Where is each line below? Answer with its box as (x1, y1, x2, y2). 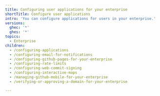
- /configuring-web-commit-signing (9, 66, 82, 71)
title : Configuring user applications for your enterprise (5, 7, 128, 12)
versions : (5, 20, 25, 26)
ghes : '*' (9, 30, 29, 34)
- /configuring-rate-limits (9, 61, 67, 66)
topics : (5, 34, 21, 39)
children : (5, 43, 25, 48)
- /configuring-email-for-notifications (9, 52, 93, 57)
